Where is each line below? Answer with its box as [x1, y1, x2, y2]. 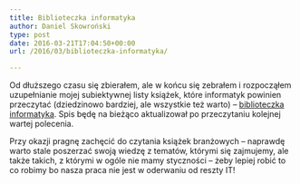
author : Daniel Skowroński [9, 22, 111, 31]
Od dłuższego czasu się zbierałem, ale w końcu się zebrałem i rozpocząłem [9, 80, 292, 91]
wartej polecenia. [9, 119, 74, 130]
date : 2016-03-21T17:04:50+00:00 [9, 38, 136, 48]
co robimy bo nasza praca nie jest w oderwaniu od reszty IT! [9, 165, 236, 176]
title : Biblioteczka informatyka [9, 13, 136, 23]
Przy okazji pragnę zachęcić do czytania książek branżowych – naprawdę [9, 136, 285, 147]
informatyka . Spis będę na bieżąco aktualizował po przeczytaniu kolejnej [9, 109, 281, 120]
